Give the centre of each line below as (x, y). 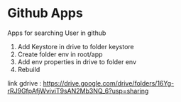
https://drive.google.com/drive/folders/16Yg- (109, 83)
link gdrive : (24, 83)
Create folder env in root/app (60, 54)
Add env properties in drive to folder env (77, 61)
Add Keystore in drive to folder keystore (76, 46)
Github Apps (45, 13)
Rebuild (29, 69)
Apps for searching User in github (57, 33)
